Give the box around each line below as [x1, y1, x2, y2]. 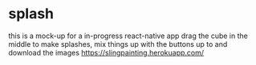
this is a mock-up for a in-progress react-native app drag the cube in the [8, 31, 249, 40]
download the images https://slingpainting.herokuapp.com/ [8, 48, 205, 57]
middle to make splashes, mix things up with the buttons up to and [8, 39, 228, 48]
